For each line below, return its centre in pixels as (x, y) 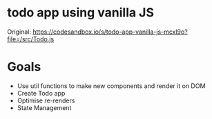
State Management (44, 107)
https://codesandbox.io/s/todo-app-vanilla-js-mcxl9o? (110, 32)
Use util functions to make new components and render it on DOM (111, 86)
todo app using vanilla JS (80, 13)
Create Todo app (41, 93)
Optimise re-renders (46, 100)
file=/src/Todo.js (31, 39)
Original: (19, 32)
